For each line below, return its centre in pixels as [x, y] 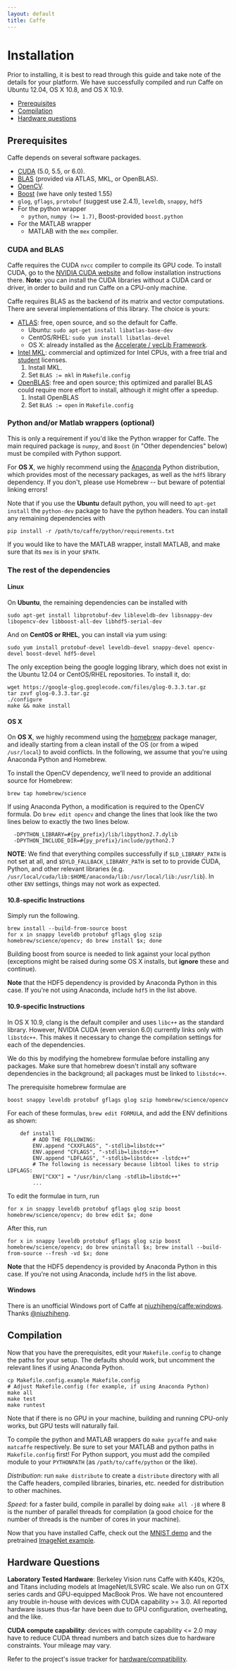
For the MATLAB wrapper [54, 224]
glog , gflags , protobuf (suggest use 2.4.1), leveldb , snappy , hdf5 [110, 201]
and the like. [25, 1617]
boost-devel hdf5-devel [61, 653]
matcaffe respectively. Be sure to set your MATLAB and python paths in [111, 1446]
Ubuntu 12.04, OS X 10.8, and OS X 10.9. [66, 90]
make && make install [39, 706]
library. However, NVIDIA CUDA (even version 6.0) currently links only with [116, 1029]
